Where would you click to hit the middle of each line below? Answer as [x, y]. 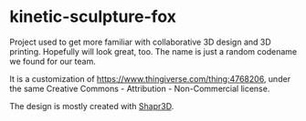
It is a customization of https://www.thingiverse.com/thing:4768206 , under [150, 78]
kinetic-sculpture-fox [93, 17]
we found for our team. [53, 61]
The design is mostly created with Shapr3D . [92, 106]
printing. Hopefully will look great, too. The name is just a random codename [153, 51]
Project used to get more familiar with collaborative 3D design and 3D [140, 42]
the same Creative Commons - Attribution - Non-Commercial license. [140, 88]
